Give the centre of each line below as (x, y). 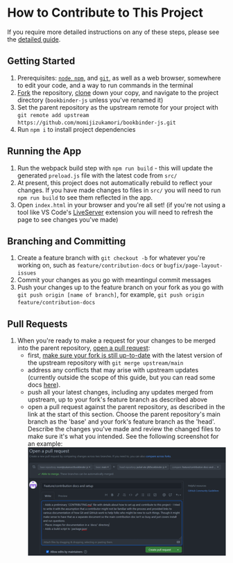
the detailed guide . (34, 39)
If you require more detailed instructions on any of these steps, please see (113, 32)
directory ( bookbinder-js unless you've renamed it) (90, 100)
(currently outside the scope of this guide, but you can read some (121, 378)
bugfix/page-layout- (193, 266)
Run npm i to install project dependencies (76, 129)
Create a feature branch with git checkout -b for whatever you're (111, 258)
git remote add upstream (53, 115)
